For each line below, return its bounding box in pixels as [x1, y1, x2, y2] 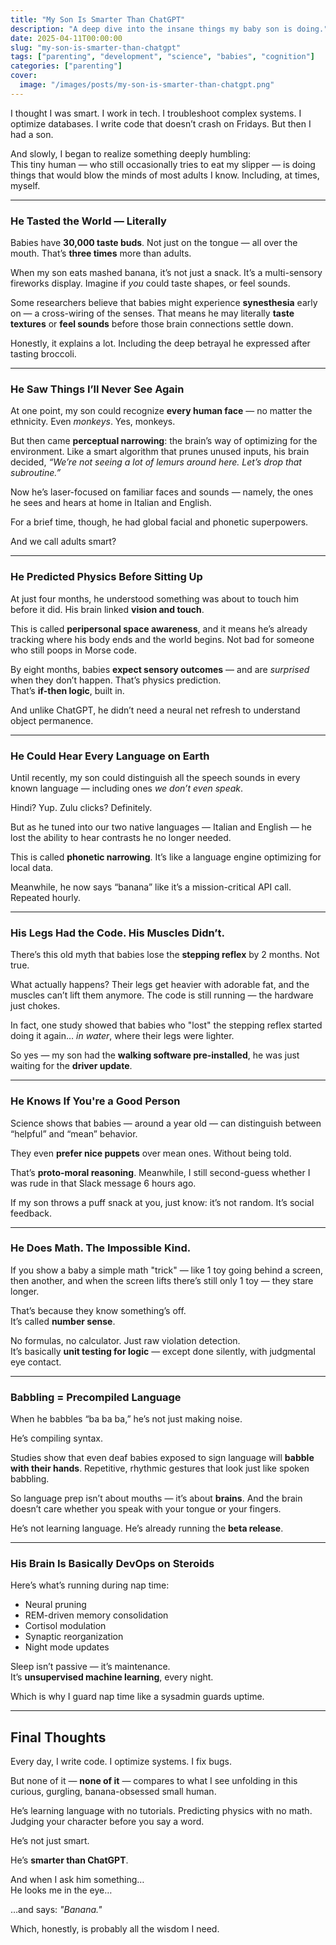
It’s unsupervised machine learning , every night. [10, 1671, 214, 1683]
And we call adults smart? [10, 536, 117, 548]
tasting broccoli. [10, 348, 77, 360]
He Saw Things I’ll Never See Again [10, 382, 185, 396]
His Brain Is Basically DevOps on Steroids [10, 1557, 215, 1571]
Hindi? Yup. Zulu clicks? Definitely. [10, 801, 153, 813]
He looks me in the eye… [10, 1884, 113, 1896]
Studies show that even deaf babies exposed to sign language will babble [10, 1452, 315, 1464]
